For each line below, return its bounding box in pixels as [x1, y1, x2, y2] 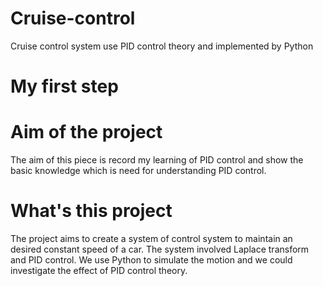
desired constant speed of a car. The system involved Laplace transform [10, 243, 310, 255]
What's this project [10, 200, 173, 222]
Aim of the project [10, 121, 163, 144]
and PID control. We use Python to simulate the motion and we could [10, 254, 293, 266]
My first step [10, 75, 119, 98]
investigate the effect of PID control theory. [10, 265, 188, 276]
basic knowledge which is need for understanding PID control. [10, 165, 267, 177]
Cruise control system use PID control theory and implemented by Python [10, 40, 314, 52]
